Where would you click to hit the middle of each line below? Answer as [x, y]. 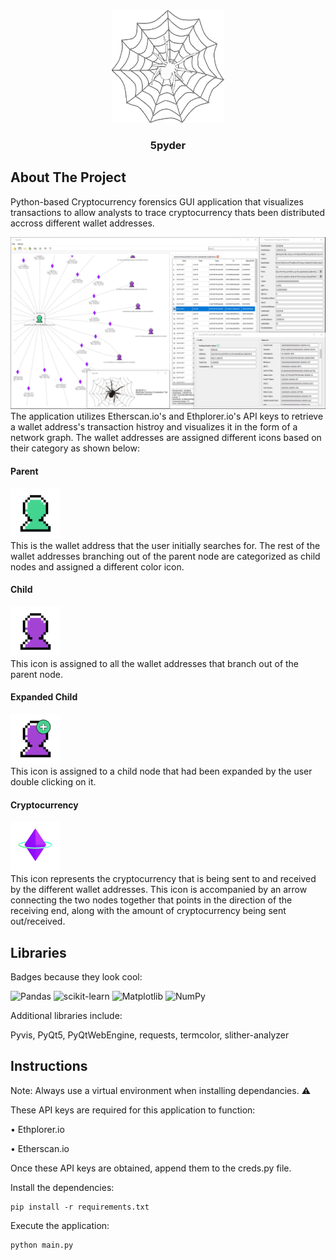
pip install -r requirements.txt [80, 1207]
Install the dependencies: [62, 1187]
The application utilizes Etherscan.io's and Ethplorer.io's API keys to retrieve [167, 416]
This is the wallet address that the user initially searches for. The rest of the [165, 545]
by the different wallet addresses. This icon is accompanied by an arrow [159, 890]
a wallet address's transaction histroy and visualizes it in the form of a [154, 427]
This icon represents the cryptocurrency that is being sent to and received [163, 879]
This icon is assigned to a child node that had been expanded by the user [161, 771]
